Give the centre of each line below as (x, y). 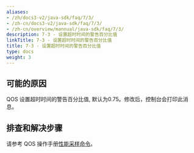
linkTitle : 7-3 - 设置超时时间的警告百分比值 (59, 40)
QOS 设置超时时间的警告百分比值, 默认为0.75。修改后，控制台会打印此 (95, 99)
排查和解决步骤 (34, 128)
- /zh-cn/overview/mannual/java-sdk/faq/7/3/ (65, 29)
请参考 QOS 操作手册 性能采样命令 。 (51, 144)
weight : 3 (19, 57)
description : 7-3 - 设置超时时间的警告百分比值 (62, 35)
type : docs (20, 52)
